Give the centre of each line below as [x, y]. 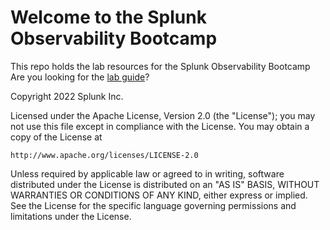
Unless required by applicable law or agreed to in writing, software [147, 173]
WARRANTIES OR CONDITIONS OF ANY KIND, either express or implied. [159, 195]
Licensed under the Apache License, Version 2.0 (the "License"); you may [163, 115]
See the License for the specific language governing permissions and [153, 205]
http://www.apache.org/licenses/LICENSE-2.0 [104, 155]
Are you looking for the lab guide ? [80, 77]
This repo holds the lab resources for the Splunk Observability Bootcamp [160, 66]
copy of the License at [56, 137]
